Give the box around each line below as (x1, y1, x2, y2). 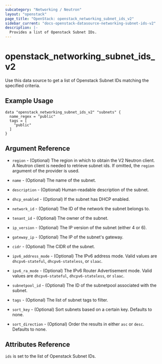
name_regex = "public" (9, 114, 56, 119)
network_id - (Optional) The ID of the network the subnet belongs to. (12, 206, 150, 212)
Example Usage (5, 97, 54, 105)
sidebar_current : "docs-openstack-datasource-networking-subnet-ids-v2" (5, 21, 156, 26)
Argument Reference (5, 145, 70, 153)
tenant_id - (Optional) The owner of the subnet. (12, 215, 109, 221)
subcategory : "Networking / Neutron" (5, 7, 82, 12)
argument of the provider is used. (12, 168, 80, 173)
